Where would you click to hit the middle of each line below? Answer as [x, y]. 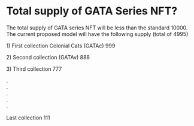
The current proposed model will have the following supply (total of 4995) [97, 34]
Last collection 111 [28, 118]
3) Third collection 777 [34, 69]
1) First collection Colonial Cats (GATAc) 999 [61, 46]
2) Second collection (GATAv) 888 [48, 57]
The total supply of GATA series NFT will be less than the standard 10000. [97, 28]
